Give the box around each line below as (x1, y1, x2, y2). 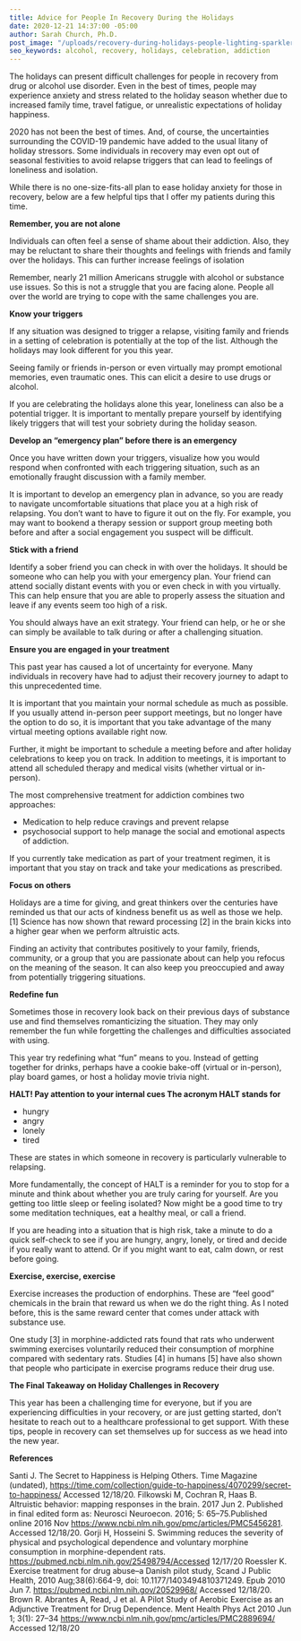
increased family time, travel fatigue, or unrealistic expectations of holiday (9, 99, 282, 110)
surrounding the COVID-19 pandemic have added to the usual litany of (9, 136, 269, 147)
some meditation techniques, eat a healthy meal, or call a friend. (9, 1207, 246, 1219)
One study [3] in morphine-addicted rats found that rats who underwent (9, 1334, 275, 1345)
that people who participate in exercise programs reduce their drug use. (9, 1363, 275, 1374)
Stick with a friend (9, 544, 79, 556)
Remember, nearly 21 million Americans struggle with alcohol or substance (9, 272, 285, 283)
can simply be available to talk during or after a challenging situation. (9, 626, 263, 637)
